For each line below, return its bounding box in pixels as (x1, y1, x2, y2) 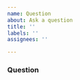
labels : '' (7, 29, 39, 37)
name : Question (7, 10, 51, 17)
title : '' (7, 23, 36, 30)
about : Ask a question (7, 17, 73, 24)
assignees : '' (7, 36, 49, 43)
